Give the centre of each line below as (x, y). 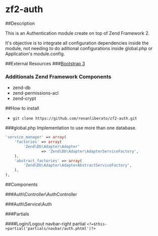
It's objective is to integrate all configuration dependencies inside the (77, 43)
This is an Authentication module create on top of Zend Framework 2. (77, 33)
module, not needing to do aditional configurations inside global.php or (79, 48)
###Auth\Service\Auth (29, 204)
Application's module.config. (35, 54)
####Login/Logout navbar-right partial (45, 224)
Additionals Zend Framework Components (58, 76)
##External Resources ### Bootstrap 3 (45, 63)
